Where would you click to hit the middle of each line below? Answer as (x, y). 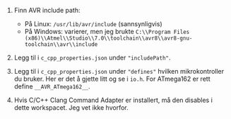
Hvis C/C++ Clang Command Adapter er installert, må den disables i (113, 100)
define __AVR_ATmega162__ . (52, 86)
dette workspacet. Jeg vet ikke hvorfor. (71, 108)
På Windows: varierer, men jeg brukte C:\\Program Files (107, 32)
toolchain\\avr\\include (61, 45)
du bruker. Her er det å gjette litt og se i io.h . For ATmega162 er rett (112, 79)
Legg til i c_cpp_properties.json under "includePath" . (92, 57)
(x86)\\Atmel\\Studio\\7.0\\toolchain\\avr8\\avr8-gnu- (108, 38)
